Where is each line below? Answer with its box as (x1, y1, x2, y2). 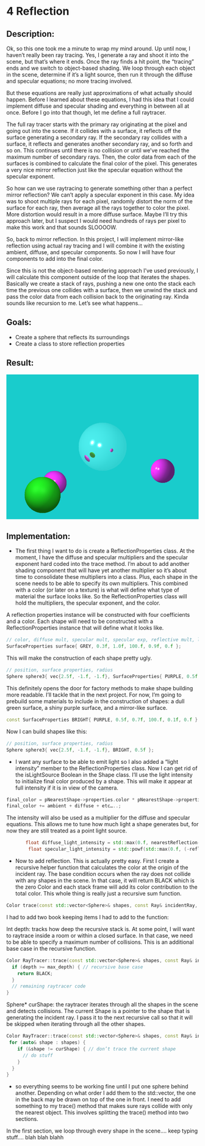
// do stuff (22, 1052, 53, 1058)
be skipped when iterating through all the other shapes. (6, 1020, 146, 1028)
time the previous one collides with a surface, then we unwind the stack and (6, 287, 198, 293)
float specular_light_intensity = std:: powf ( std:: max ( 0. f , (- (28, 846, 190, 853)
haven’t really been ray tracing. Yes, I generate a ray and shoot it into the (6, 51, 189, 59)
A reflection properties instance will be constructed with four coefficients (6, 611, 190, 619)
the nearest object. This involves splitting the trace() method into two (15, 1109, 189, 1116)
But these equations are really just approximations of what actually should (6, 89, 192, 96)
